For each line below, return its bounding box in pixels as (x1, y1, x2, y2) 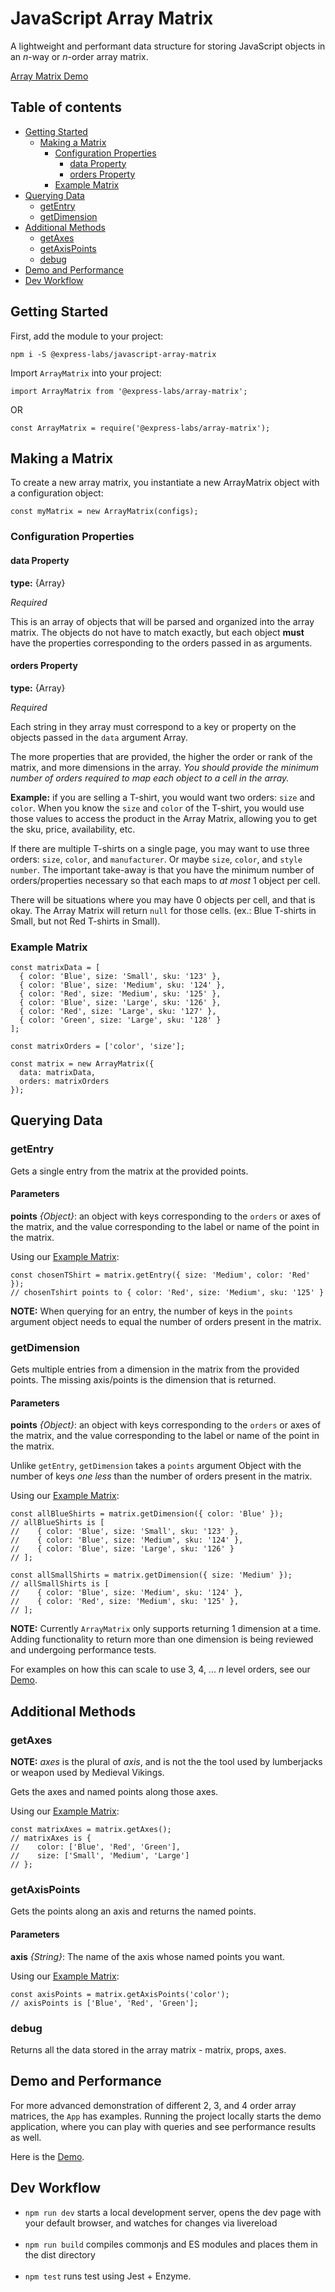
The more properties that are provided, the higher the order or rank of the (10, 750, 313, 762)
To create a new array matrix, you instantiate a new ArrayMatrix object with (10, 477, 320, 489)
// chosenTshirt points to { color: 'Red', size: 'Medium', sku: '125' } (10, 1287, 325, 1297)
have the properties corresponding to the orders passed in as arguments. (10, 637, 313, 649)
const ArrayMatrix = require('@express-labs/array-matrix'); (10, 423, 271, 433)
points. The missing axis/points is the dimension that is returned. (10, 1374, 277, 1386)
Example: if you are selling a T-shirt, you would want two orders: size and (10, 791, 316, 803)
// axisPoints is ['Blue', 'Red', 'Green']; (10, 1998, 199, 2008)
